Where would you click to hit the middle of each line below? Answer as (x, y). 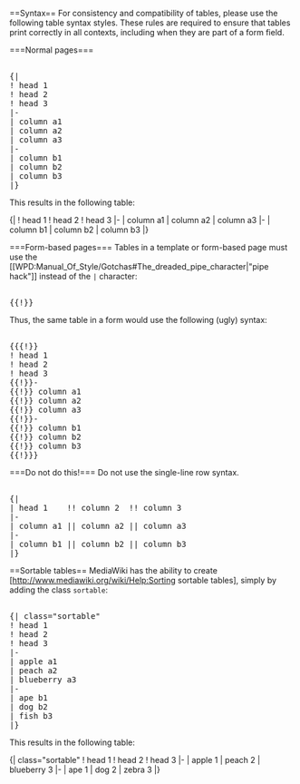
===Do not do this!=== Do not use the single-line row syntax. (125, 472)
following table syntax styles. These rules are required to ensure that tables (150, 23)
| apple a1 (34, 661)
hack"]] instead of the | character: (73, 276)
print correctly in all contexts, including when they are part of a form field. (147, 32)
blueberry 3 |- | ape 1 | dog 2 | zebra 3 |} (85, 769)
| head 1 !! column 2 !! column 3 (96, 508)
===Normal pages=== (52, 50)
